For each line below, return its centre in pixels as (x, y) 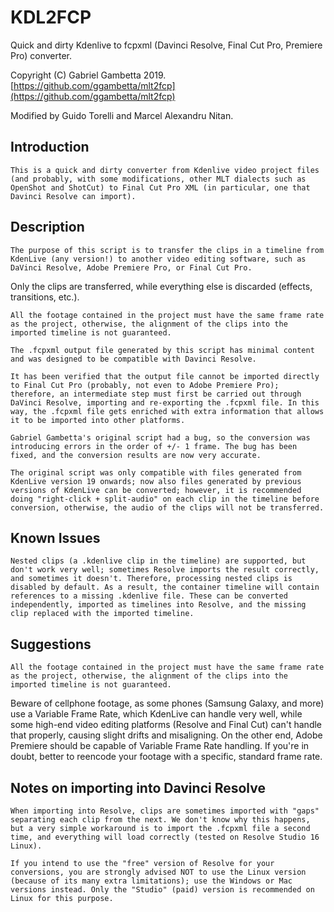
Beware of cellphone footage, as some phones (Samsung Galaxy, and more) (167, 703)
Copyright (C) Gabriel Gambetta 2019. (88, 75)
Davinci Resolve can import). (73, 196)
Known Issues (55, 537)
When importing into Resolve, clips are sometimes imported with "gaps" (165, 811)
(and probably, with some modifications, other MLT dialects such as (158, 179)
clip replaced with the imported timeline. (102, 614)
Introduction (50, 147)
